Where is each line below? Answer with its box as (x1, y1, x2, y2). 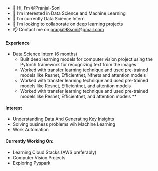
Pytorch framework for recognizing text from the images (20, 62, 137, 68)
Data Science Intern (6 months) (12, 51, 78, 57)
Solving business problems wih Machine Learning (12, 121, 115, 127)
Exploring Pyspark (12, 160, 51, 166)
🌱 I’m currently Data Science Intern (12, 16, 85, 21)
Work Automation (12, 127, 49, 133)
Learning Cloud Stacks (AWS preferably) (12, 149, 97, 155)
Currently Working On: (5, 138, 54, 144)
